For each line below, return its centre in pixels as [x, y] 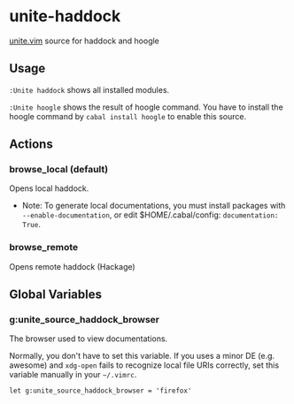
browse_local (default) [59, 170]
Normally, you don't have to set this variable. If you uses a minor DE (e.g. [142, 356]
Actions [31, 145]
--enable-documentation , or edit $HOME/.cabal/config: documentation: [150, 215]
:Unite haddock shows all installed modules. [89, 89]
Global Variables [55, 295]
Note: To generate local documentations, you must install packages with [154, 206]
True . [31, 225]
